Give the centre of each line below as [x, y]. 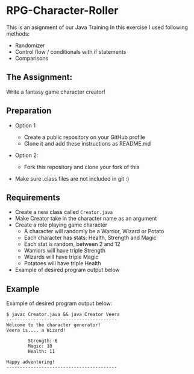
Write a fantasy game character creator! [56, 92]
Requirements [33, 197]
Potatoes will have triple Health [62, 263]
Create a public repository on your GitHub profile [85, 137]
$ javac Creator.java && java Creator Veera [63, 315]
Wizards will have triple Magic [61, 257]
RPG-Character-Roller [62, 11]
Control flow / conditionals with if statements [70, 51]
